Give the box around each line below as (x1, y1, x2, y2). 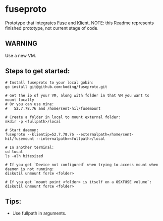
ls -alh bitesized (5, 153, 43, 159)
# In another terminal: (5, 145, 54, 150)
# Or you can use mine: (5, 101, 54, 107)
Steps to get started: (5, 67, 70, 75)
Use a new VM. (5, 52, 36, 58)
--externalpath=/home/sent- (76, 132, 134, 137)
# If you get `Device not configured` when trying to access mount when (5, 162, 159, 167)
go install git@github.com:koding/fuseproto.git (5, 84, 108, 89)
